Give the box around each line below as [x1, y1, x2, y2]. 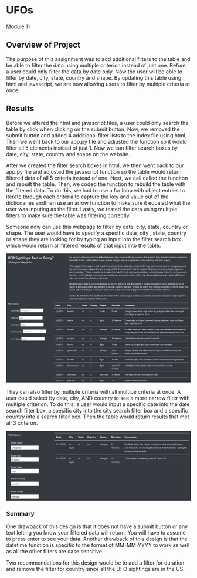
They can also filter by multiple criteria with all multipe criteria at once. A [6, 388, 181, 395]
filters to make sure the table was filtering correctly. [6, 212, 131, 219]
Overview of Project [6, 40, 81, 50]
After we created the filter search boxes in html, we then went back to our [6, 162, 184, 169]
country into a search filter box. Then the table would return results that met [6, 413, 189, 420]
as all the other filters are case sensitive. [6, 548, 104, 555]
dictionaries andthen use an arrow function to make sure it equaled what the [6, 199, 191, 206]
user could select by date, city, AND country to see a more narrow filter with [6, 394, 190, 401]
